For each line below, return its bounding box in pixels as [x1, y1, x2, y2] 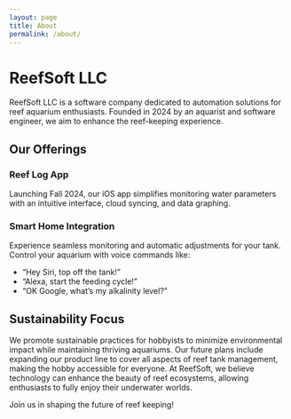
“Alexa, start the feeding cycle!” [21, 276, 138, 287]
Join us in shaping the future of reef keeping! [9, 399, 175, 410]
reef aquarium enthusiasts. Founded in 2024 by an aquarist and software [9, 107, 276, 117]
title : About [9, 21, 58, 30]
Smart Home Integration [9, 219, 115, 232]
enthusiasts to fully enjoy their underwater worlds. [9, 383, 193, 393]
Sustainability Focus [9, 312, 125, 327]
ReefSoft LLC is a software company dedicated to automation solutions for [9, 97, 281, 107]
